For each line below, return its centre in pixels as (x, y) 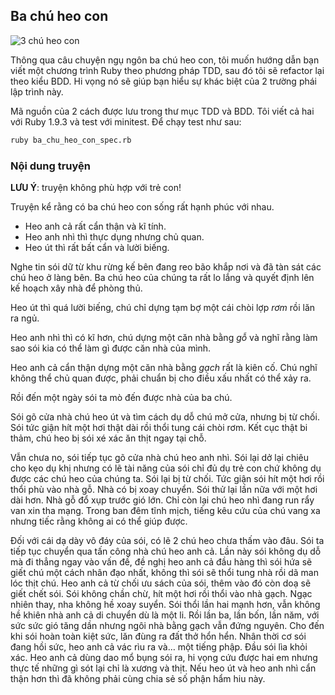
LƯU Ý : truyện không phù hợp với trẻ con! (96, 187)
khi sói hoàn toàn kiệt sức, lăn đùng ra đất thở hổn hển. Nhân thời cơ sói (158, 636)
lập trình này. (37, 91)
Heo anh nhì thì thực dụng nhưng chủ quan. (114, 236)
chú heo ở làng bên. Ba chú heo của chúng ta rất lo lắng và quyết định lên (162, 277)
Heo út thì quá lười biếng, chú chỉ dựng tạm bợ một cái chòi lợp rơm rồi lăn (163, 307)
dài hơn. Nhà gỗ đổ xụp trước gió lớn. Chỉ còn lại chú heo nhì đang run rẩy (162, 500)
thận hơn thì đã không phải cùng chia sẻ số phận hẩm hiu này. (138, 678)
